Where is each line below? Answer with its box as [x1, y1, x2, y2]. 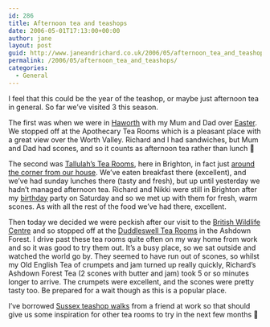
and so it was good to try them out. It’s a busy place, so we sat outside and [8, 243, 256, 252]
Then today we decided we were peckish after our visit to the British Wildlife [8, 217, 261, 227]
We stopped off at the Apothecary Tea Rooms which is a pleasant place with [8, 126, 261, 136]
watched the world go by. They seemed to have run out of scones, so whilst [8, 251, 260, 261]
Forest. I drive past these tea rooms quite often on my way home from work [8, 234, 258, 243]
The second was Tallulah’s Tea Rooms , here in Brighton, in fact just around [8, 158, 256, 169]
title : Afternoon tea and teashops [8, 19, 128, 27]
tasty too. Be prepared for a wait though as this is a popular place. [8, 285, 227, 295]
